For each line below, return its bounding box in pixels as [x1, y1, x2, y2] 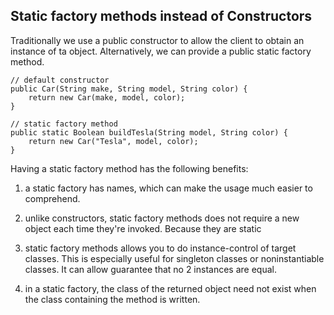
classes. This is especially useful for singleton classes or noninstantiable [24, 252, 325, 264]
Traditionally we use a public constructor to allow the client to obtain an [10, 34, 305, 46]
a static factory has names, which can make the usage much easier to [24, 182, 313, 194]
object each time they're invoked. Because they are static [24, 222, 262, 234]
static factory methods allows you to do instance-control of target [24, 242, 297, 254]
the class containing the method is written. [24, 293, 201, 305]
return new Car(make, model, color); [28, 92, 186, 103]
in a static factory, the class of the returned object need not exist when [24, 282, 317, 294]
